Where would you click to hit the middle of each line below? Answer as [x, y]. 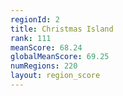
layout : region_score [55, 76]
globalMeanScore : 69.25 [60, 57]
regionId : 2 [35, 19]
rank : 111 [31, 38]
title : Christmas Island [62, 29]
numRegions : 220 [44, 66]
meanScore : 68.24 [46, 47]
